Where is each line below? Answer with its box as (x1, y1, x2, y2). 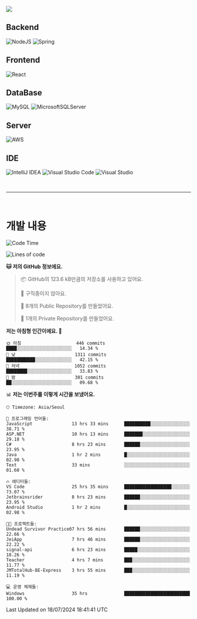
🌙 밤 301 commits (6, 375, 104, 380)
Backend (6, 22, 39, 32)
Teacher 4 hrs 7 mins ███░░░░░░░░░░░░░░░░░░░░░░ (6, 557, 191, 563)
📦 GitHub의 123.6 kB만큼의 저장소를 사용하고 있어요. (20, 276, 144, 282)
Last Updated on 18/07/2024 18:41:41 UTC (6, 606, 108, 613)
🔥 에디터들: (6, 479, 31, 485)
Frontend (6, 55, 40, 65)
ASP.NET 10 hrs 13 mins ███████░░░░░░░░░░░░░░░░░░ (6, 431, 191, 437)
